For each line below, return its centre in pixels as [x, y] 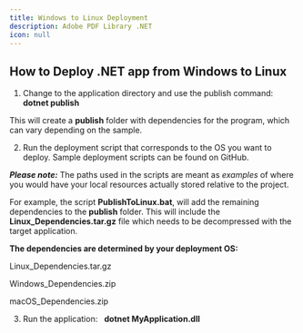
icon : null [30, 34]
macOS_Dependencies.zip [59, 301]
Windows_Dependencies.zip [63, 284]
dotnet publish [51, 103]
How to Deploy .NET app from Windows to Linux [148, 71]
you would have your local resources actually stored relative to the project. [149, 185]
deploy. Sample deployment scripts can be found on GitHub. [136, 157]
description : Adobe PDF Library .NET [81, 26]
